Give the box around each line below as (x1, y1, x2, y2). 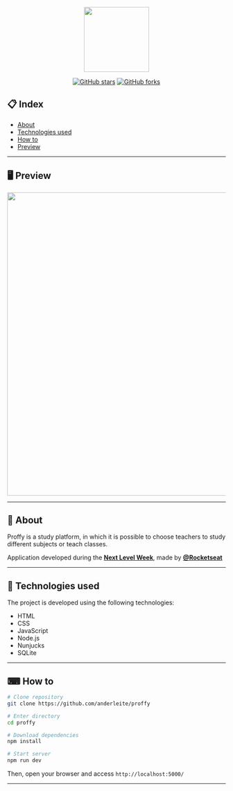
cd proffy (7, 719, 36, 726)
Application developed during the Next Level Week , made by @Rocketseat (7, 553, 223, 562)
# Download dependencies (7, 731, 79, 738)
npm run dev (7, 757, 42, 764)
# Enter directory (7, 713, 60, 720)
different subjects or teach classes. (7, 540, 108, 548)
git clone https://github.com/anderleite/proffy (7, 700, 150, 707)
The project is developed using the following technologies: (7, 598, 175, 607)
